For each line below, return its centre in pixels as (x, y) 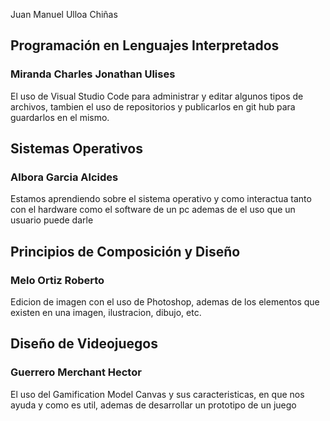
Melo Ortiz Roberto (57, 280)
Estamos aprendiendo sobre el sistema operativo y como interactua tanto (161, 199)
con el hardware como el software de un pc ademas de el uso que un (153, 210)
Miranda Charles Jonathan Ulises (93, 74)
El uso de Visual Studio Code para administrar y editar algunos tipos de (157, 96)
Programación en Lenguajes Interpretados (145, 45)
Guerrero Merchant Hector (76, 372)
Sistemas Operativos (76, 149)
